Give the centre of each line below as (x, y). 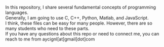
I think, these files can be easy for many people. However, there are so (79, 23)
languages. (17, 12)
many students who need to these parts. (47, 28)
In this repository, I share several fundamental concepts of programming (80, 7)
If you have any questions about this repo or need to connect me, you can (82, 34)
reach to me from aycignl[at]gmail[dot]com (50, 39)
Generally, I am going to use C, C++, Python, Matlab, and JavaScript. (77, 18)
